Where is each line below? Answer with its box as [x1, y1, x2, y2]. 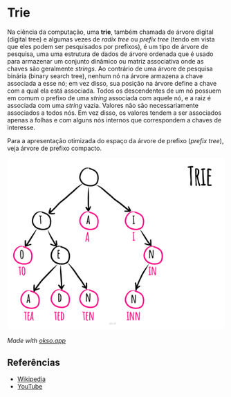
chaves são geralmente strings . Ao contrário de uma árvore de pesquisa [7, 64, 213, 73]
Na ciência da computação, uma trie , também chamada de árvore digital [7, 28, 214, 36]
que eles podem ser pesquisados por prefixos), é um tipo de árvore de [7, 42, 209, 50]
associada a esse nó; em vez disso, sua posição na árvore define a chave [7, 79, 217, 87]
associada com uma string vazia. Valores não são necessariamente [7, 101, 199, 109]
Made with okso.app [7, 337, 66, 345]
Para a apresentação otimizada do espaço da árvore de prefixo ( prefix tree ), [7, 136, 224, 145]
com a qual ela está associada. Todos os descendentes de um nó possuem [7, 86, 221, 95]
